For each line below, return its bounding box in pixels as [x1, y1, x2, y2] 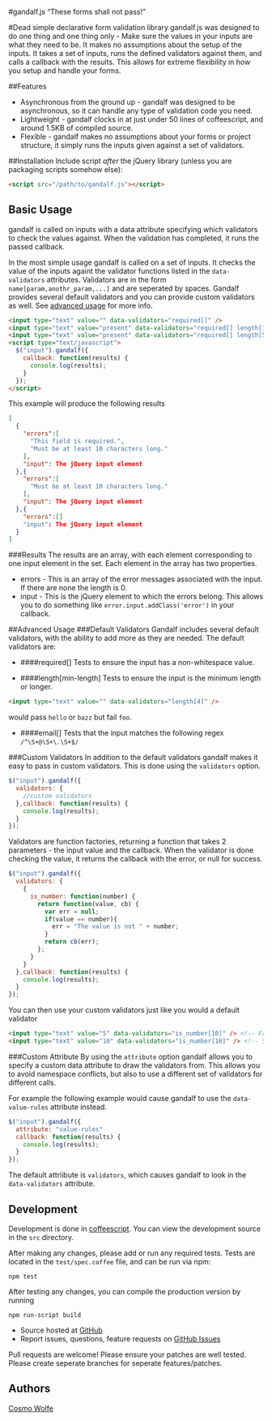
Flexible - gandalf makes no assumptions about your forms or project [19, 132, 251, 141]
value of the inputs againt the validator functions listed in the [8, 266, 210, 275]
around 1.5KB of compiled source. [19, 123, 134, 132]
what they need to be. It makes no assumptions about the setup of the [8, 40, 243, 50]
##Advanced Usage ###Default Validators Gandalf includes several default [8, 624, 259, 634]
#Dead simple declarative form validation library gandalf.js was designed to [8, 23, 260, 32]
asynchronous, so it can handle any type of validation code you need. [19, 106, 253, 115]
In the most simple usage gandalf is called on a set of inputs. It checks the [8, 257, 256, 267]
